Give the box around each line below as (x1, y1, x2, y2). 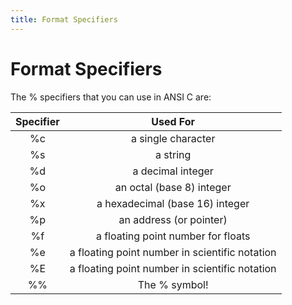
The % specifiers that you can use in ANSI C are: (10, 91, 212, 103)
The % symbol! (137, 277, 209, 291)
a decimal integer (132, 164, 214, 178)
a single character (130, 131, 216, 145)
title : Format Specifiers (10, 14, 118, 25)
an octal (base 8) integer (114, 180, 232, 194)
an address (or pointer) (118, 212, 228, 226)
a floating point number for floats (95, 229, 251, 243)
